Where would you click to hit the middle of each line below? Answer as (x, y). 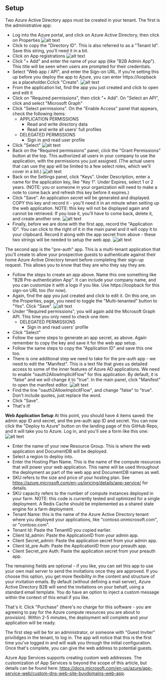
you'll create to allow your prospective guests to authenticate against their (81, 255)
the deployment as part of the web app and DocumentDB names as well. (86, 472)
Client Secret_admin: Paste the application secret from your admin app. (85, 540)
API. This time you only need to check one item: (61, 316)
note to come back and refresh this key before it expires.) (71, 192)
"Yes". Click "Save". (32, 306)
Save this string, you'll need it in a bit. (50, 50)
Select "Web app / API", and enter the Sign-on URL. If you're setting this (85, 72)
